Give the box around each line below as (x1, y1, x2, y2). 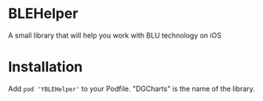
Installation (8, 58, 83, 76)
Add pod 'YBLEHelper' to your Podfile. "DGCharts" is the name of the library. (8, 84, 255, 93)
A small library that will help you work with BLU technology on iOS (8, 31, 222, 40)
